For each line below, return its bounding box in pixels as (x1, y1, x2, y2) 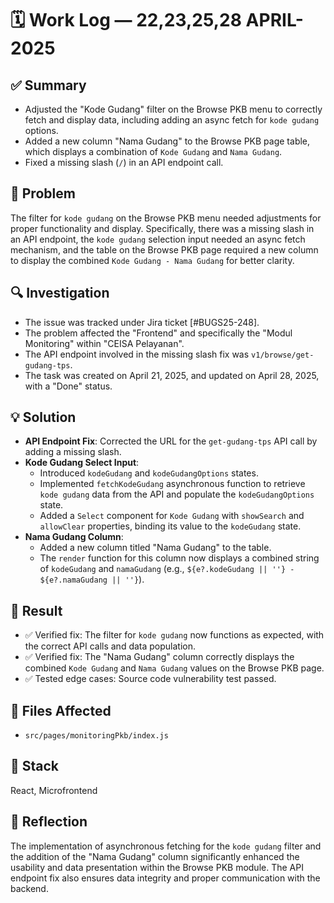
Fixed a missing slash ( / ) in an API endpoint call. (24, 157, 224, 168)
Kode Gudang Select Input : (24, 457, 140, 469)
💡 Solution (10, 409, 77, 426)
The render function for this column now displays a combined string (39, 552, 320, 564)
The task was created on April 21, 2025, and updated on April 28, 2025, (24, 369, 320, 381)
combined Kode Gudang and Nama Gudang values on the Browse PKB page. (24, 662, 325, 674)
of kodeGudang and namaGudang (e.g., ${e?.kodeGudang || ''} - (39, 563, 295, 575)
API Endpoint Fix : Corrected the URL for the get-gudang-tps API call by (24, 435, 318, 447)
